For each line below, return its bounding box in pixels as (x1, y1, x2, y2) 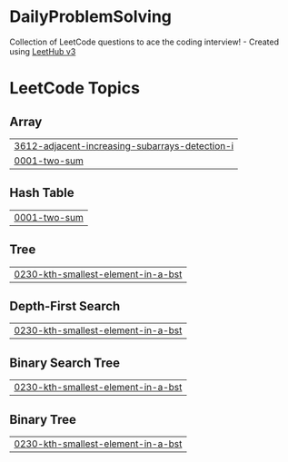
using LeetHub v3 (9, 45, 76, 56)
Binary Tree (9, 411, 77, 428)
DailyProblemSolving (9, 6, 173, 27)
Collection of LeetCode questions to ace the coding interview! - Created (9, 36, 280, 47)
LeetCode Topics (9, 78, 141, 99)
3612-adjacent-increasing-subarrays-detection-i (14, 139, 234, 152)
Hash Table (9, 185, 74, 201)
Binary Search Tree (9, 355, 121, 370)
